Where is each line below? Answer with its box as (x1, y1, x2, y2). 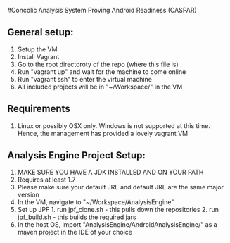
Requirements (7, 103, 70, 115)
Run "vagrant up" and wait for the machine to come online (17, 67, 186, 76)
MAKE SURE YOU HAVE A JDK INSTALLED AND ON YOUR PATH (17, 168, 204, 177)
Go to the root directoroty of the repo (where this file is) (17, 60, 179, 68)
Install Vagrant (17, 52, 60, 61)
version (17, 190, 40, 199)
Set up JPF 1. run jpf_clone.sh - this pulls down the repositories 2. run (17, 206, 219, 214)
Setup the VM (17, 45, 58, 54)
